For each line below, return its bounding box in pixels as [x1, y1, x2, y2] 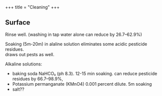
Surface [5, 18, 31, 27]
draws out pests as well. [5, 51, 54, 57]
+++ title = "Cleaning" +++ [5, 4, 60, 10]
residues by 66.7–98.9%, [12, 76, 63, 82]
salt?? [12, 86, 25, 92]
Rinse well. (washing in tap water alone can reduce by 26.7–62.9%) [5, 32, 142, 37]
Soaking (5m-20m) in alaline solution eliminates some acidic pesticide [5, 41, 147, 47]
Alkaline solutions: [5, 61, 42, 67]
